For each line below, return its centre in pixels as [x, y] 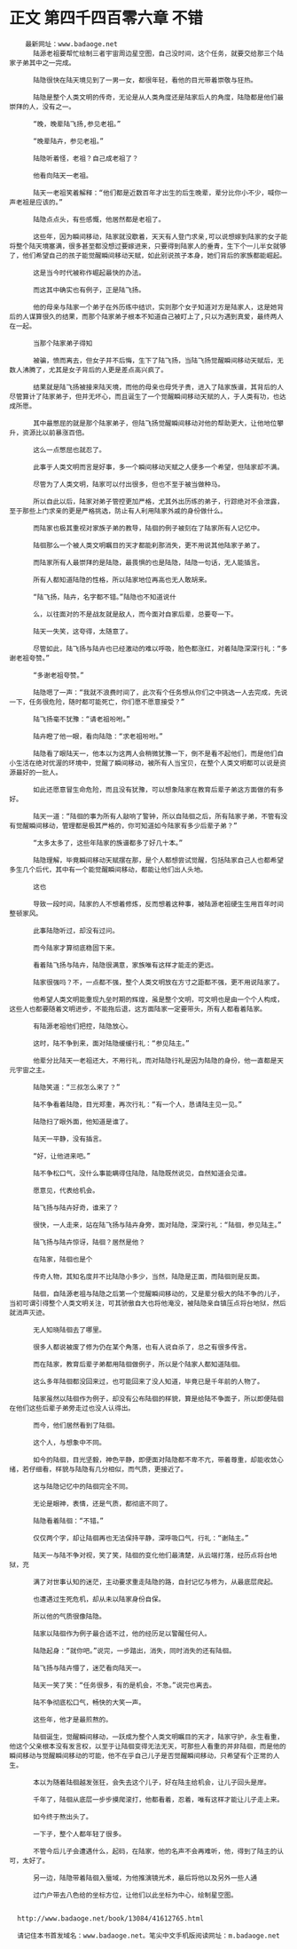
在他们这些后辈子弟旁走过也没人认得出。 [72, 1408]
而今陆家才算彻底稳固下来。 [76, 948]
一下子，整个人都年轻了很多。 [79, 1834]
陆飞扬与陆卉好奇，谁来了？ [76, 1208]
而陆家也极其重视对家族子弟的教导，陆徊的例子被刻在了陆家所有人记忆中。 [148, 528]
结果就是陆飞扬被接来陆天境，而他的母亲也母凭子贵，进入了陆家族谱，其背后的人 [158, 387]
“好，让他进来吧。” [62, 1156]
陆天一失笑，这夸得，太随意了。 [82, 632]
